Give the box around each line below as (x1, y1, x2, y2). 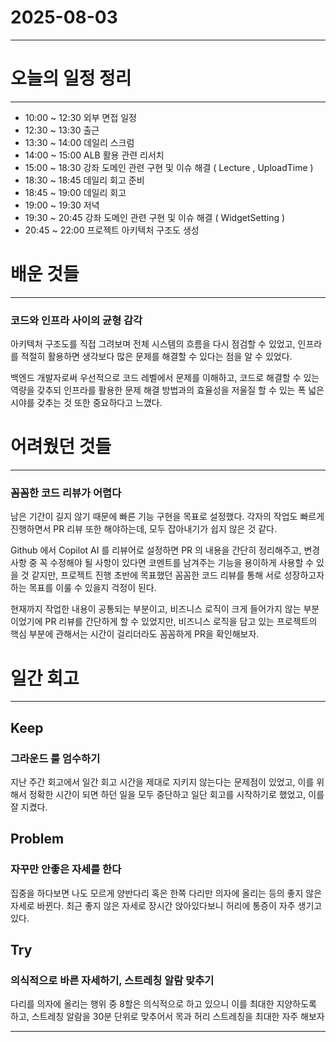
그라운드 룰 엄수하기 (10, 751, 101, 765)
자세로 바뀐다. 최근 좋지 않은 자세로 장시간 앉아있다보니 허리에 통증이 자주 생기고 (10, 899, 323, 911)
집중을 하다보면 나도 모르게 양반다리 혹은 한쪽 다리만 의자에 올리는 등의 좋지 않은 (10, 887, 323, 899)
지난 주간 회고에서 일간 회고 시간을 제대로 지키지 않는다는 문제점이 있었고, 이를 (10, 776, 315, 788)
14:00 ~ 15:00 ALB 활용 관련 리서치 (24, 149, 165, 161)
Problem (10, 831, 65, 848)
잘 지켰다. (10, 801, 48, 813)
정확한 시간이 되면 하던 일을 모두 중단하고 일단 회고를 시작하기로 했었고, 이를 (28, 788, 325, 800)
